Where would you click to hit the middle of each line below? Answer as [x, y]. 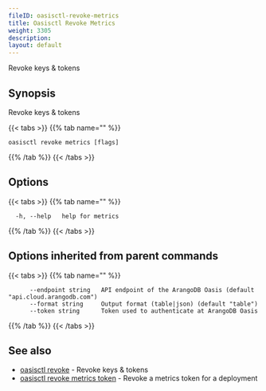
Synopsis [32, 93]
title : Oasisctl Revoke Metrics [62, 23]
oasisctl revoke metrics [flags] [64, 142]
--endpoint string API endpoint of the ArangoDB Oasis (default [142, 290]
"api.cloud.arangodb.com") [53, 297]
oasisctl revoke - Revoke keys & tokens [84, 370]
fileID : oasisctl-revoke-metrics [64, 16]
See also [30, 351]
